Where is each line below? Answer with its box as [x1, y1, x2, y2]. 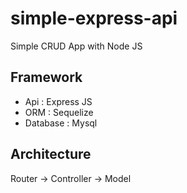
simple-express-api [10, 7, 178, 30]
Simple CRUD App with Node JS [10, 40, 143, 52]
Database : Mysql [24, 117, 98, 129]
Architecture [10, 146, 92, 163]
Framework [10, 69, 83, 86]
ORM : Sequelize [24, 106, 94, 118]
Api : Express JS [24, 95, 93, 107]
